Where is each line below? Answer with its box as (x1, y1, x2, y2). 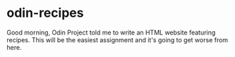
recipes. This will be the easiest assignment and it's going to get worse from (6, 35, 229, 44)
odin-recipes (6, 5, 84, 21)
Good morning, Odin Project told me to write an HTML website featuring (6, 28, 216, 37)
